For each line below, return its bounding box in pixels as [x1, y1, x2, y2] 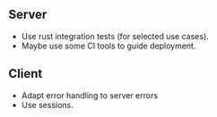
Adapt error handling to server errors [21, 89, 159, 101]
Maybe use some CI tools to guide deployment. [21, 40, 196, 51]
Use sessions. [21, 99, 74, 110]
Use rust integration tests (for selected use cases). [21, 30, 210, 41]
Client [8, 66, 43, 81]
